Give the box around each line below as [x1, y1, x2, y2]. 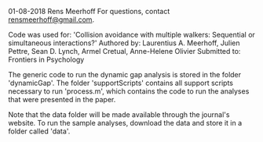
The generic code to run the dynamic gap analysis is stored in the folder [8, 70, 242, 79]
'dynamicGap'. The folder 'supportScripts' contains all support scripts [8, 78, 234, 87]
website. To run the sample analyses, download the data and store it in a [8, 119, 243, 127]
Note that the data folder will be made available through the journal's [8, 110, 230, 119]
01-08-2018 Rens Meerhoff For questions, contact [8, 7, 170, 16]
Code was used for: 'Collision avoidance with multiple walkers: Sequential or [8, 30, 255, 39]
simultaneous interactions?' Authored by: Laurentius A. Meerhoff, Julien [8, 38, 240, 48]
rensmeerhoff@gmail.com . [8, 15, 95, 24]
